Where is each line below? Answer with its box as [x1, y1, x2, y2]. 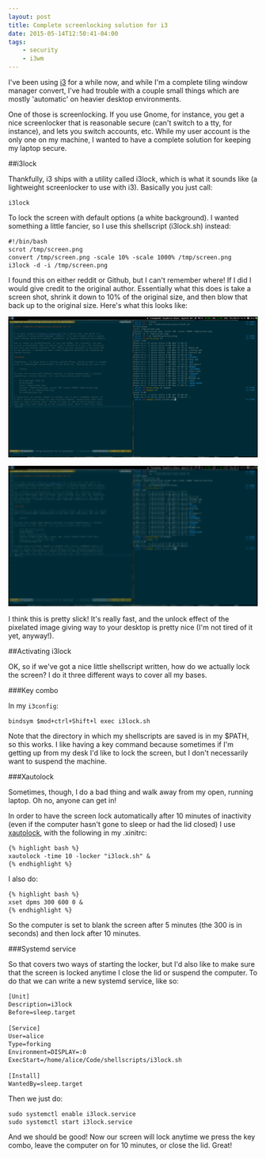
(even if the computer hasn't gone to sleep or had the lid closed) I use [8, 820, 236, 829]
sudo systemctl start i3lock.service [8, 1118, 133, 1126]
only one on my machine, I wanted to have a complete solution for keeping [8, 135, 252, 144]
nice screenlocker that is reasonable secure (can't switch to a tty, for [8, 118, 232, 127]
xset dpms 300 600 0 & [8, 898, 83, 906]
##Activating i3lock [8, 647, 72, 656]
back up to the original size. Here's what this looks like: [8, 301, 188, 310]
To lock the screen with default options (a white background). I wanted [8, 213, 239, 222]
